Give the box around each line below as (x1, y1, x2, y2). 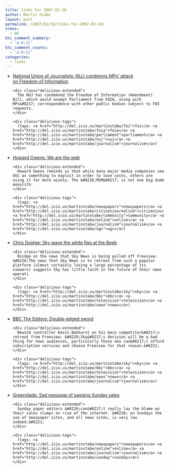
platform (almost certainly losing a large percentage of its (12, 263, 146, 268)
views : (5, 26, 19, 31)
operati (12, 272, 29, 277)
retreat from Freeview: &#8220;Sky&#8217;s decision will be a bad (12, 334, 157, 339)
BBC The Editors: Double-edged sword (12, 316, 94, 322)
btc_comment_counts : (5, 45, 49, 50)
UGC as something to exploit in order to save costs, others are (12, 173, 153, 179)
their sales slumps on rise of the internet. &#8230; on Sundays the (12, 411, 162, 416)
